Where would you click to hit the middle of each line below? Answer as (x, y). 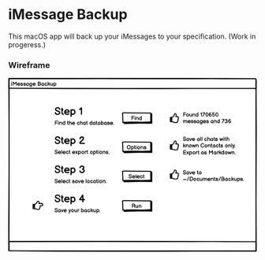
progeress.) (27, 44)
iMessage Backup (68, 15)
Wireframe (29, 65)
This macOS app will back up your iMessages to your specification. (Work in (132, 36)
